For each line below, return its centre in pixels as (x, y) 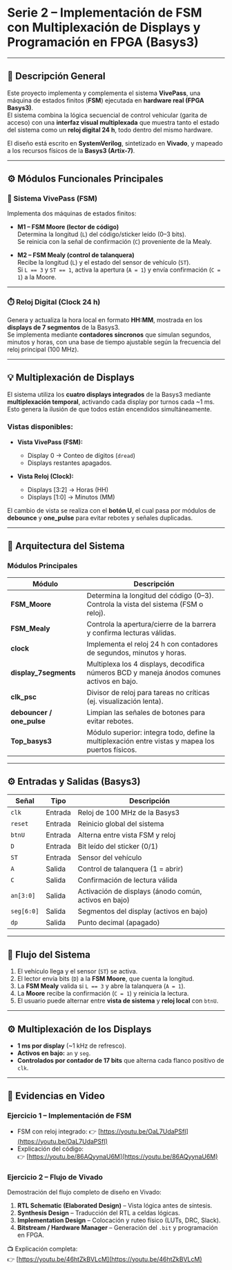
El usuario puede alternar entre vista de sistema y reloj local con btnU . (118, 1001)
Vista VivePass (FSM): (50, 442)
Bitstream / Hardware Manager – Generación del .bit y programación (117, 1227)
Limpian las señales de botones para (146, 712)
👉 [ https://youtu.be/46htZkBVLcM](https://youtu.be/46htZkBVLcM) (105, 1259)
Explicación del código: (50, 1149)
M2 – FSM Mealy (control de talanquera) (76, 255)
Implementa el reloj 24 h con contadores (152, 644)
